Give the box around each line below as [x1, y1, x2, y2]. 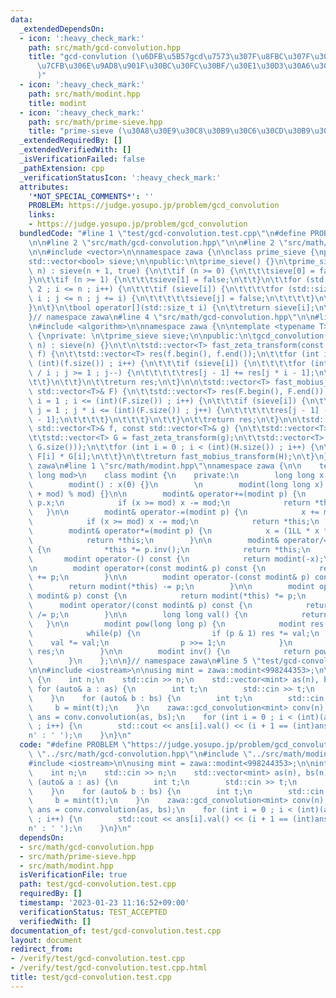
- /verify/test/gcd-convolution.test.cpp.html [10, 963, 208, 973]
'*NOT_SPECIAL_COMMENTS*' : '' [28, 191, 155, 201]
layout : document [10, 935, 83, 945]
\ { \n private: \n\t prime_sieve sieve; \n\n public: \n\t [28, 331, 257, 341]
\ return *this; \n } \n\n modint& [28, 535, 280, 545]
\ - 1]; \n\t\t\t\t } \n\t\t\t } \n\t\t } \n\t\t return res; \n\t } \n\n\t [28, 414, 307, 425]
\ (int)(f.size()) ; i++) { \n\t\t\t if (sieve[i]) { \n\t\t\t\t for [28, 359, 307, 369]
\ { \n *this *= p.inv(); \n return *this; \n [28, 544, 311, 555]
